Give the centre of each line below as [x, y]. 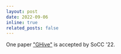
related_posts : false [32, 28]
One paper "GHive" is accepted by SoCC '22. [61, 45]
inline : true [22, 22]
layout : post [22, 11]
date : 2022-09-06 [27, 17]
